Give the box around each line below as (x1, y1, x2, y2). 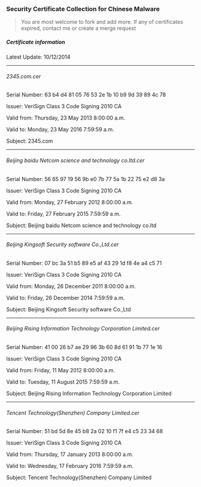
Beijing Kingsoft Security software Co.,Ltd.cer (6, 241, 119, 248)
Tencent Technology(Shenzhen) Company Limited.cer (6, 409, 139, 416)
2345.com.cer (6, 72, 41, 79)
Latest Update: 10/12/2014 (6, 53, 71, 61)
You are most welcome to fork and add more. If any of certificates (20, 19, 184, 26)
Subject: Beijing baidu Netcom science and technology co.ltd (6, 222, 157, 229)
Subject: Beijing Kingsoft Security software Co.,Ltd (6, 305, 132, 313)
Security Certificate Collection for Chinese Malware (6, 5, 160, 13)
